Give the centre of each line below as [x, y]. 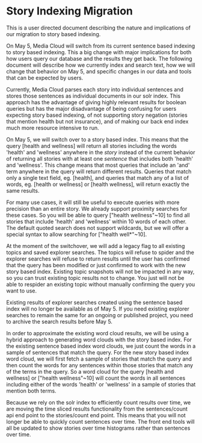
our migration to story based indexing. [54, 34]
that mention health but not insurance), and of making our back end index [97, 121]
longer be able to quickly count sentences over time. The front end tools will [101, 421]
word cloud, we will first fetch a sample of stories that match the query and [99, 359]
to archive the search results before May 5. [60, 321]
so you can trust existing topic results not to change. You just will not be [95, 277]
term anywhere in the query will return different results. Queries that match [99, 171]
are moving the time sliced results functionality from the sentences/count [97, 409]
